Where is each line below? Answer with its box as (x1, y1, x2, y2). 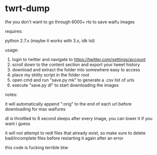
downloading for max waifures (5, 106, 66, 112)
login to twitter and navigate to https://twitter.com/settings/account (12, 56, 146, 62)
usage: (5, 47, 19, 53)
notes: (5, 92, 18, 97)
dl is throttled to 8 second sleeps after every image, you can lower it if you (5, 115, 153, 121)
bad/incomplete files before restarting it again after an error (5, 135, 124, 141)
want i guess (5, 121, 30, 126)
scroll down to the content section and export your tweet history (12, 62, 140, 67)
